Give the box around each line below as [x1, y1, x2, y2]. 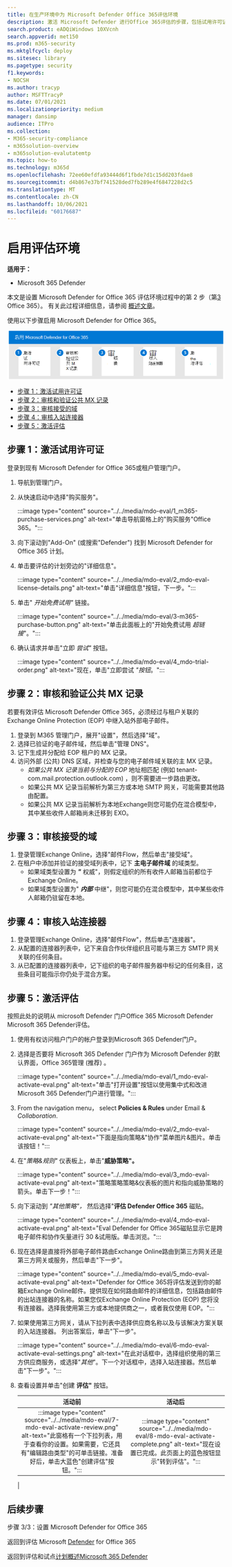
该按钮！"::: [17, 1141, 50, 1150]
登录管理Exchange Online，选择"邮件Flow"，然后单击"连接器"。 [17, 935, 200, 944]
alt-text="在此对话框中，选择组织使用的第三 [96, 1349, 221, 1358]
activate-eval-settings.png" [17, 1349, 96, 1358]
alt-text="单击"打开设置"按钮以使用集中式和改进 [71, 1080, 208, 1089]
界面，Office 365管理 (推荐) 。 [23, 1058, 110, 1067]
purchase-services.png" [17, 515, 87, 523]
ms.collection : [7, 128, 51, 135]
